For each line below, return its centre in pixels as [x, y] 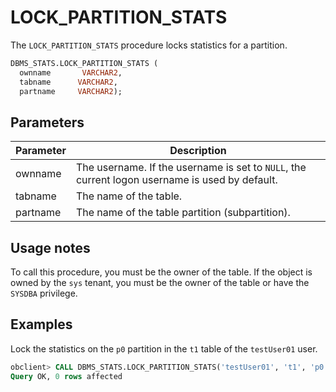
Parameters [47, 122]
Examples [41, 324]
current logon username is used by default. [176, 180]
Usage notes [50, 247]
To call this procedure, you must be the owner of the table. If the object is [161, 272]
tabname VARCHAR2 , [68, 82]
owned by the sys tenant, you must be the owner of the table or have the [160, 283]
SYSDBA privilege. [44, 293]
